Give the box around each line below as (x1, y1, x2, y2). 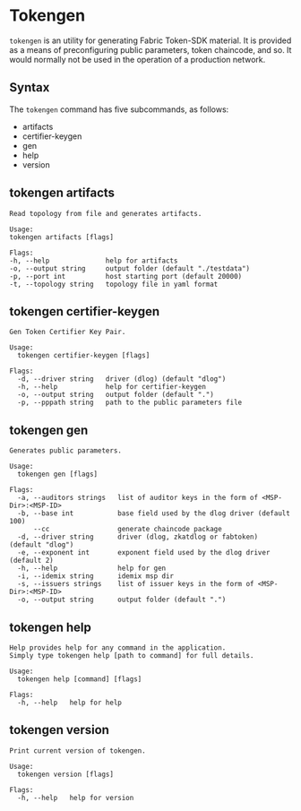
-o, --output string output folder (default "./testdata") (9, 263, 251, 273)
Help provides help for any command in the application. (9, 643, 227, 652)
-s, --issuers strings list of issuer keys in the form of (17, 580, 254, 589)
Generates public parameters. (9, 446, 123, 455)
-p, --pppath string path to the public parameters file (17, 398, 243, 408)
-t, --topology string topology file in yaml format (9, 280, 219, 289)
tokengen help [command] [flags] (17, 675, 142, 684)
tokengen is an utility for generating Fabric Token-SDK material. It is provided (9, 35, 292, 46)
